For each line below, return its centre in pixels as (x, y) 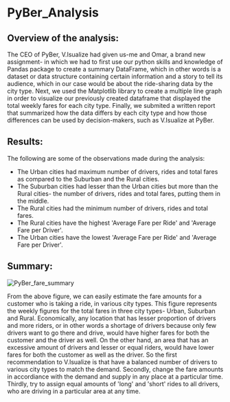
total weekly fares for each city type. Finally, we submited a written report (111, 105)
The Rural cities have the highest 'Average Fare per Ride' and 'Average (116, 223)
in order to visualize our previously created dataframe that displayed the (109, 98)
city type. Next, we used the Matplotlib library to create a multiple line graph (115, 91)
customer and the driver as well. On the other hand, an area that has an (108, 340)
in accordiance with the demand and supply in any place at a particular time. (115, 377)
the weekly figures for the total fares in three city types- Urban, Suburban (111, 311)
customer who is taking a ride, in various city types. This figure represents (112, 303)
